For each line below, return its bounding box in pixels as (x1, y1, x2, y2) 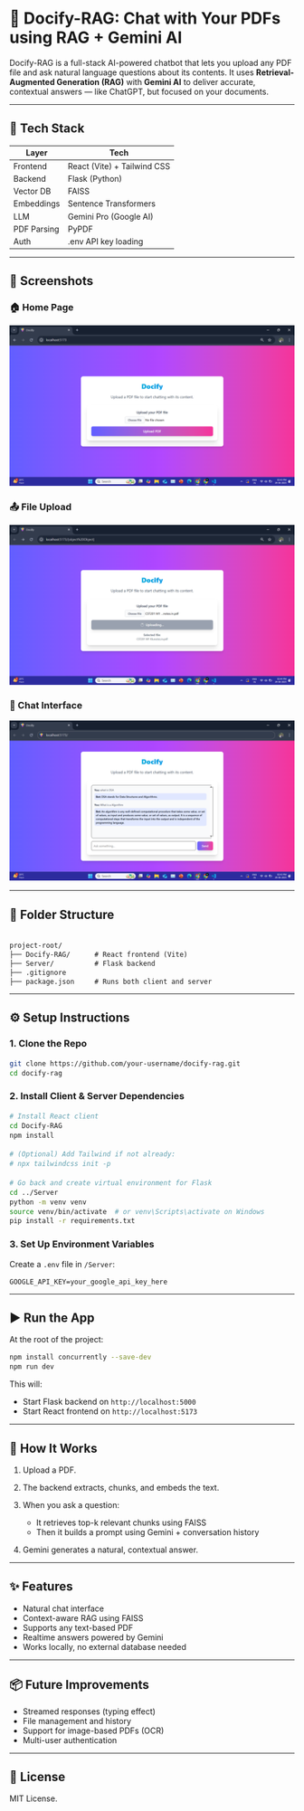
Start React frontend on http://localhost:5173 (22, 1406, 197, 1417)
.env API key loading (67, 236, 144, 247)
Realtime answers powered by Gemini (22, 1632, 164, 1643)
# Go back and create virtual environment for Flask (9, 1178, 213, 1188)
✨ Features (9, 1579, 73, 1595)
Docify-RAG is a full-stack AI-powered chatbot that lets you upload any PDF (9, 57, 292, 68)
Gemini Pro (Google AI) (67, 211, 154, 222)
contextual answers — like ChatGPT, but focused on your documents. (9, 86, 270, 97)
